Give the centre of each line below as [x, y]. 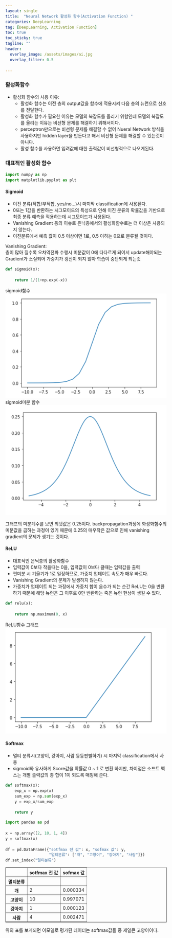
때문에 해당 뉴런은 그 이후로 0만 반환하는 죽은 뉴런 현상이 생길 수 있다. [92, 593]
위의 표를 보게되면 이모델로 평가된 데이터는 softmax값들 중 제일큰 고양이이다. [82, 930]
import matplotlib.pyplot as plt [41, 180]
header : [14, 49]
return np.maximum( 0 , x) [41, 614]
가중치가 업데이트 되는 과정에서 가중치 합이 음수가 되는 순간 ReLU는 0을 [84, 586]
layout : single [21, 11]
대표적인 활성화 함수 [28, 163]
